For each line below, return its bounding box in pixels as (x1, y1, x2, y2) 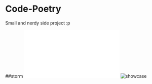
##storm (5, 73, 23, 79)
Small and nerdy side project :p (5, 20, 70, 26)
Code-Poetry (5, 3, 62, 15)
